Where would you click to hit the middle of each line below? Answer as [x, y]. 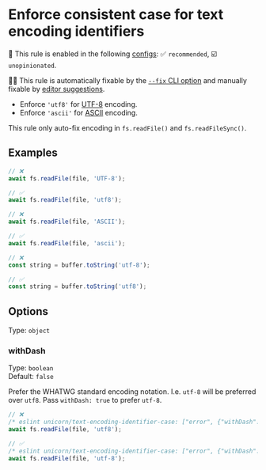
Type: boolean [31, 368]
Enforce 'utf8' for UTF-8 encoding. [78, 104]
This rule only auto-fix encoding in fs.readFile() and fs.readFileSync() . [127, 127]
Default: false [31, 377]
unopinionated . [32, 65]
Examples [33, 153]
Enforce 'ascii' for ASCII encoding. [79, 112]
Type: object [29, 331]
